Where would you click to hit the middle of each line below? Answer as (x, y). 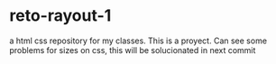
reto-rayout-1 (60, 16)
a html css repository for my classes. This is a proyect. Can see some (138, 41)
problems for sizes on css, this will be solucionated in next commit (133, 50)
